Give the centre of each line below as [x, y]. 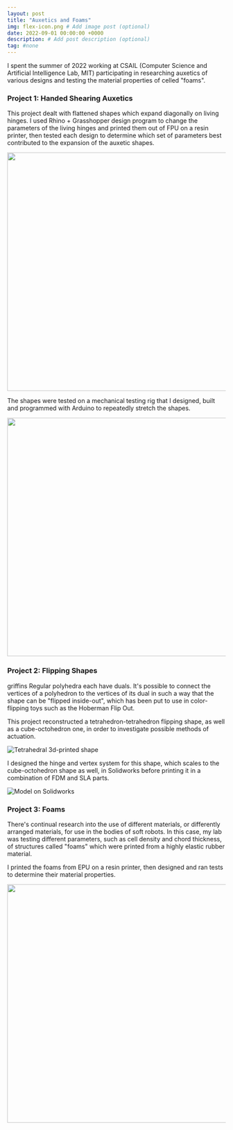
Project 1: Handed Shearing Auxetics [70, 98]
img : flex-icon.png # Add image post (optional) [79, 26]
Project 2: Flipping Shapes [52, 671]
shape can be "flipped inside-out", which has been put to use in [98, 701]
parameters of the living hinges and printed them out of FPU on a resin [108, 128]
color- [199, 701]
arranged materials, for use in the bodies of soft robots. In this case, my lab [114, 831]
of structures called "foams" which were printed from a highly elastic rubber [116, 846]
